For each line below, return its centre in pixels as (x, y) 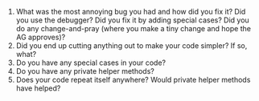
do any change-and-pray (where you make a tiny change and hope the (134, 28)
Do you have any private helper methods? (85, 71)
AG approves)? (41, 37)
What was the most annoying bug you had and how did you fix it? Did (131, 12)
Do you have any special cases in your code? (91, 63)
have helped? (38, 88)
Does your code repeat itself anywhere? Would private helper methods (133, 80)
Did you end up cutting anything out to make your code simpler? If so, (132, 46)
